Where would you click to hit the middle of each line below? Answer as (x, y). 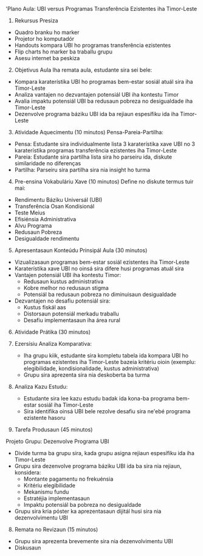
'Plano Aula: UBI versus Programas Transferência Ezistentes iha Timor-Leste (101, 9)
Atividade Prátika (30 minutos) (53, 332)
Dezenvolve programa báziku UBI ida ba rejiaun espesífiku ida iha (96, 114)
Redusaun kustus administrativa (64, 281)
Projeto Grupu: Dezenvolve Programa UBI (57, 441)
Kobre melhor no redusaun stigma (66, 288)
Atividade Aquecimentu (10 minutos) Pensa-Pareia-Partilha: (89, 132)
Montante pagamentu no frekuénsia (68, 479)
